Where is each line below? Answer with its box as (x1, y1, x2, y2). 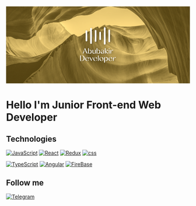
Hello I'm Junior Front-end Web (6, 99, 162, 111)
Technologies (6, 134, 57, 144)
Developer (6, 111, 57, 124)
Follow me (6, 177, 44, 187)
